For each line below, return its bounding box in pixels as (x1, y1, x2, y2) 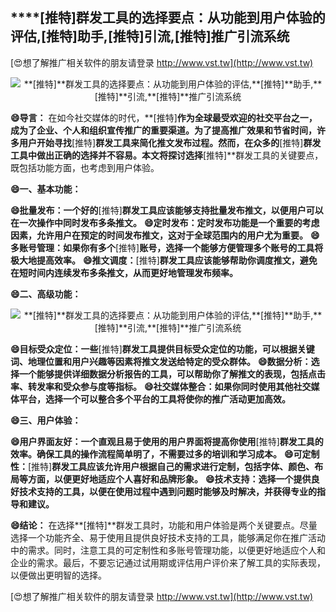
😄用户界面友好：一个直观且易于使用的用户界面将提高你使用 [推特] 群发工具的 (10, 435, 324, 447)
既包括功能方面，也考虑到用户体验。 (10, 161, 160, 173)
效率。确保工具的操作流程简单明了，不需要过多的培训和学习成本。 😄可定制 (10, 448, 320, 460)
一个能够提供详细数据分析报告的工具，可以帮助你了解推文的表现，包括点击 (18, 368, 326, 380)
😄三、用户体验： (10, 414, 82, 426)
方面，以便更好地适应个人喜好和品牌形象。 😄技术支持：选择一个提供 (27, 473, 312, 485)
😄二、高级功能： (10, 288, 82, 300)
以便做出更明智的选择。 (10, 569, 107, 581)
